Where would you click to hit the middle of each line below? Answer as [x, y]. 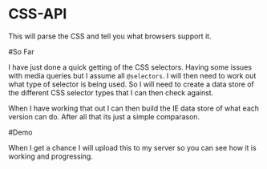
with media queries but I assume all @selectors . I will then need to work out [132, 75]
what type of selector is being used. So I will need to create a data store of [131, 84]
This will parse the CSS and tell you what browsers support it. [110, 36]
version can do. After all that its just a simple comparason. [104, 116]
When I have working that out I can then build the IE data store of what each [133, 108]
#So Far [21, 51]
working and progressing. [51, 156]
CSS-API [38, 14]
